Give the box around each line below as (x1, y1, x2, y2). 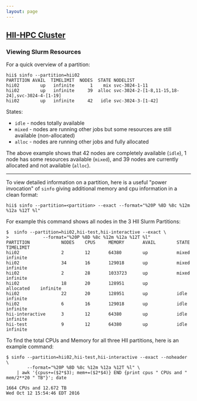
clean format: (6, 191, 39, 198)
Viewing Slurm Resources (6, 47, 81, 56)
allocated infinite (6, 286, 62, 292)
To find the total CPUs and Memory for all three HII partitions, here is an (6, 337, 179, 344)
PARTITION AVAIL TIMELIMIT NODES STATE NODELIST (6, 77, 135, 84)
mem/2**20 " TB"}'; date (6, 375, 67, 381)
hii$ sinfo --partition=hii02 (6, 73, 80, 78)
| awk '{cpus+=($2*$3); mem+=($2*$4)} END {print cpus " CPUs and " (16, 370, 188, 376)
